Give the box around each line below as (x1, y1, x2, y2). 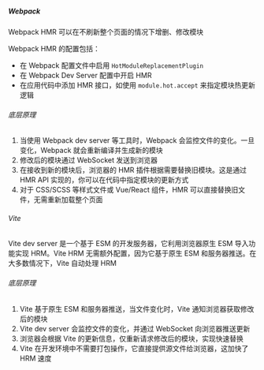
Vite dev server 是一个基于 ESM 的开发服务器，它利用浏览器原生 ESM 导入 (8, 239, 249, 249)
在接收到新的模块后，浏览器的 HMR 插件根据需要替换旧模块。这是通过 (19, 166, 247, 175)
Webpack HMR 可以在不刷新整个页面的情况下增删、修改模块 (8, 27, 204, 36)
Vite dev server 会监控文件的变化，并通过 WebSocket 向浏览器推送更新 (19, 323, 251, 333)
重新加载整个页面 (46, 195, 103, 204)
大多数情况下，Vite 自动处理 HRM (8, 259, 117, 268)
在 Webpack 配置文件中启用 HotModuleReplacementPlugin (19, 60, 203, 70)
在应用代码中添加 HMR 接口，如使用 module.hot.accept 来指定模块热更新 (19, 80, 256, 90)
